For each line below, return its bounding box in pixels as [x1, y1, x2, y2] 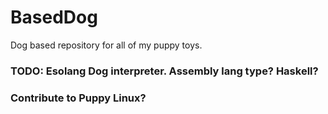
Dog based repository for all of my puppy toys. [10, 39, 203, 51]
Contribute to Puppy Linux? [10, 91, 147, 105]
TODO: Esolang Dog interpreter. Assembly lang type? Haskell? [10, 64, 319, 78]
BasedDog [10, 6, 98, 29]
